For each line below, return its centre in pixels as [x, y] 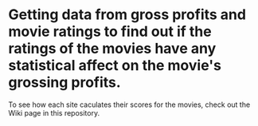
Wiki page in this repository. [54, 112]
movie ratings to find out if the [110, 31]
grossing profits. [64, 83]
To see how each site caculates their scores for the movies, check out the [129, 104]
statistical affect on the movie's [115, 66]
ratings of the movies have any [112, 49]
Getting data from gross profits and [127, 15]
